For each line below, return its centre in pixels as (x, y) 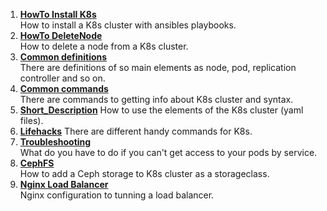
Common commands (64, 88)
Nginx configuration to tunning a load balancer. (117, 195)
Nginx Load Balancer (64, 184)
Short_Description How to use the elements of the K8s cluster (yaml (161, 110)
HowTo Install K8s (58, 14)
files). (31, 120)
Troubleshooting (55, 142)
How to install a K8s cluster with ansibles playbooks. (128, 25)
